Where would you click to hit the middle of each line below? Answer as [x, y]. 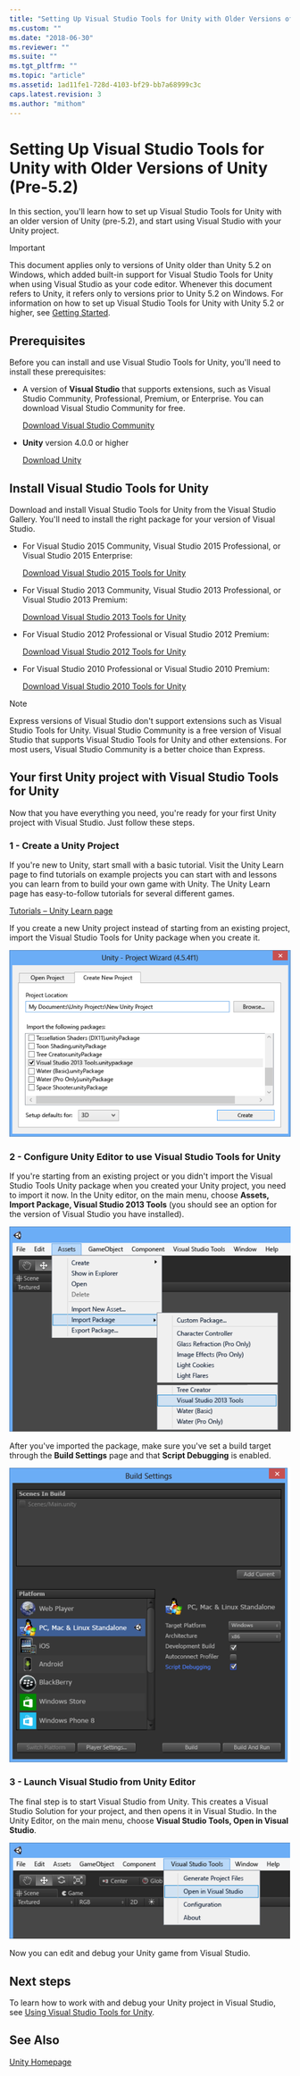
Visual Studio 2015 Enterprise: [77, 556]
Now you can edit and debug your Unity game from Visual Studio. [130, 1954]
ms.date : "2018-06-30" [51, 38]
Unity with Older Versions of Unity [138, 168]
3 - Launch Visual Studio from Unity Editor [103, 1782]
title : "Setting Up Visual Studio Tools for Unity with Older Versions [145, 19]
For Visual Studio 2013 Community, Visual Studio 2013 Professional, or [151, 591]
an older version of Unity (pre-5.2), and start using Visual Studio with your [145, 221]
